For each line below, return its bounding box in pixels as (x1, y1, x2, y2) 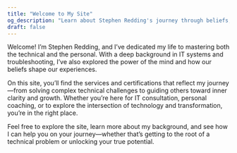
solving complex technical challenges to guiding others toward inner (28, 86, 228, 95)
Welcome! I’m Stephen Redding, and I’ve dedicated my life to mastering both (7, 43, 230, 51)
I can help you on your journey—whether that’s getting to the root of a (7, 130, 210, 138)
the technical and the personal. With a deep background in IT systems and (7, 50, 224, 59)
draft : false (7, 23, 46, 30)
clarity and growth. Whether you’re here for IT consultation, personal (7, 94, 207, 102)
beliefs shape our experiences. (7, 65, 97, 74)
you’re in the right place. (7, 109, 78, 117)
